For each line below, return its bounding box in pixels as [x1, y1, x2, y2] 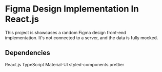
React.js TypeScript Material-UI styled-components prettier [5, 61, 124, 67]
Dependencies [5, 49, 50, 57]
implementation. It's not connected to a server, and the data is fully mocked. [5, 35, 158, 41]
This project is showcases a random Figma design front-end [5, 29, 126, 35]
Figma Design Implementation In [5, 3, 139, 14]
